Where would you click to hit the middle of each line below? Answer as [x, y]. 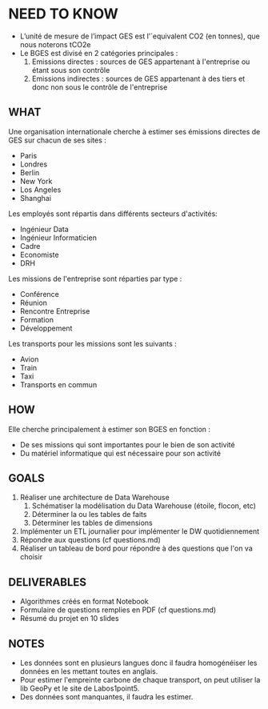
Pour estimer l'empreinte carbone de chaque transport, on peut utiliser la [140, 680]
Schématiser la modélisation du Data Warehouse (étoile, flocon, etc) [144, 506]
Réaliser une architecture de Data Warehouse [94, 498]
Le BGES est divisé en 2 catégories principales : [99, 53]
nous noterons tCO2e [55, 44]
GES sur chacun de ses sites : [57, 140]
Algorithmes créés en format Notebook [84, 602]
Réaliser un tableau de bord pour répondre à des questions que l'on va [136, 548]
